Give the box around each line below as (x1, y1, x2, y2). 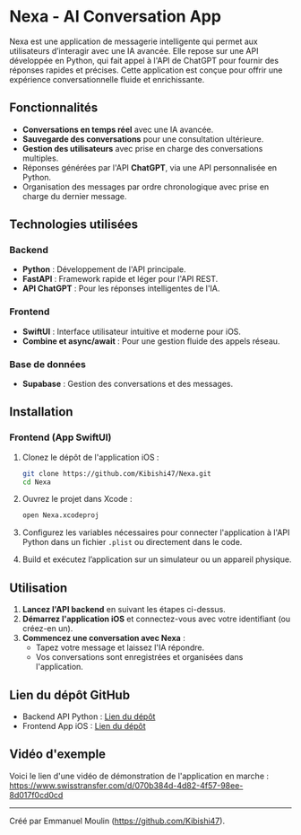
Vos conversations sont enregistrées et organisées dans (35, 652, 244, 663)
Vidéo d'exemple (9, 747, 106, 762)
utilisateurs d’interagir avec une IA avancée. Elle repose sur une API (9, 45, 259, 56)
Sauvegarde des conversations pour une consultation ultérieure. (21, 133, 264, 145)
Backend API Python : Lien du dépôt (21, 711, 156, 722)
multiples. (21, 153, 59, 163)
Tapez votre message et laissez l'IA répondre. (35, 642, 205, 653)
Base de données (9, 357, 87, 370)
